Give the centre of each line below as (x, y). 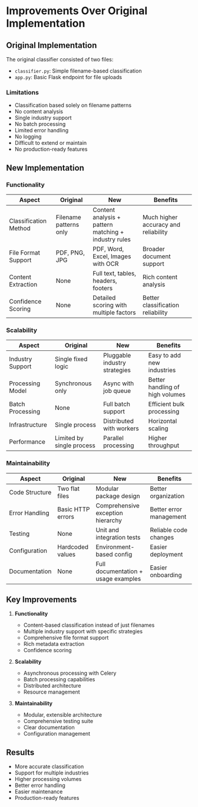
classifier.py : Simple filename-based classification (78, 71)
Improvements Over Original (77, 11)
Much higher (160, 217)
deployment (166, 554)
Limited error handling (42, 131)
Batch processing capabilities (59, 679)
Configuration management (57, 734)
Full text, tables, (115, 273)
